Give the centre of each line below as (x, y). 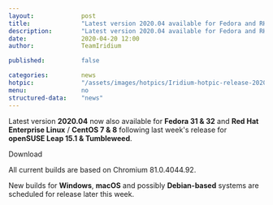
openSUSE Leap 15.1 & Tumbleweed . (70, 138)
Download (26, 154)
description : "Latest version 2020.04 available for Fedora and (132, 31)
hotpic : (22, 83)
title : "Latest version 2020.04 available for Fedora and (132, 23)
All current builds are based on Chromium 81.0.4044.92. (102, 169)
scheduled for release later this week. (71, 194)
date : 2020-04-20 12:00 (74, 38)
